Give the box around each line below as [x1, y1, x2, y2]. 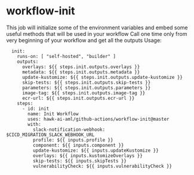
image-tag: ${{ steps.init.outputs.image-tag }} [21, 90, 146, 96]
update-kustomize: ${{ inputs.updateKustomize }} [32, 148, 159, 153]
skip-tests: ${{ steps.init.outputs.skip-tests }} [21, 79, 151, 85]
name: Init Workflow [27, 110, 79, 117]
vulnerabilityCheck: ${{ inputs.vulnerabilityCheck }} [32, 163, 172, 169]
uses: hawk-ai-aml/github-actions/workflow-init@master [27, 116, 170, 122]
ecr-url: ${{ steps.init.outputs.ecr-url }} [21, 95, 135, 101]
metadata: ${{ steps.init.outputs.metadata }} [21, 69, 140, 75]
